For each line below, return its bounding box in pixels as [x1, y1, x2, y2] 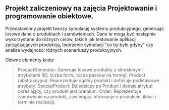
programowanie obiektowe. [5, 12, 94, 21]
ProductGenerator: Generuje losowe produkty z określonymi [17, 66, 143, 72]
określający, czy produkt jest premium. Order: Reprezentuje [17, 88, 141, 94]
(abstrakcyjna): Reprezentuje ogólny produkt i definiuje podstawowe [17, 77, 160, 83]
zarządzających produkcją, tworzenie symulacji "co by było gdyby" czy [5, 42, 154, 48]
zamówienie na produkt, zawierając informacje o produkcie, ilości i [17, 93, 156, 99]
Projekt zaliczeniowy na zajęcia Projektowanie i [5, 4, 157, 13]
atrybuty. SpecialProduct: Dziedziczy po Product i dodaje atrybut [17, 83, 153, 89]
